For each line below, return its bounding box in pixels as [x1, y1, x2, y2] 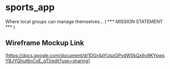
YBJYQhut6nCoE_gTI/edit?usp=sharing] [5, 58, 90, 64]
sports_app [5, 2, 55, 13]
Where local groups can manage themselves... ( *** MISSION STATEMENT [5, 18, 163, 25]
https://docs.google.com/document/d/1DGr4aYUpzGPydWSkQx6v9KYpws [7, 52, 165, 58]
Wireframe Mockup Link [5, 39, 84, 48]
